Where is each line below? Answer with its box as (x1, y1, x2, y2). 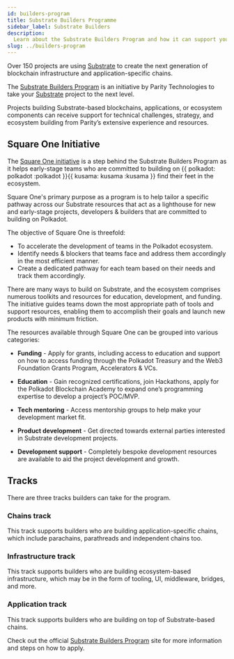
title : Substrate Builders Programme (7, 17, 117, 24)
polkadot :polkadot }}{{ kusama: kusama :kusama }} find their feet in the (7, 171, 214, 180)
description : (7, 29, 45, 37)
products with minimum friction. (7, 314, 99, 323)
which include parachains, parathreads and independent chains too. (7, 534, 203, 542)
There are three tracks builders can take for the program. (7, 493, 171, 502)
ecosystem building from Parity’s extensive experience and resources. (7, 118, 209, 126)
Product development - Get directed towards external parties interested (17, 426, 226, 435)
